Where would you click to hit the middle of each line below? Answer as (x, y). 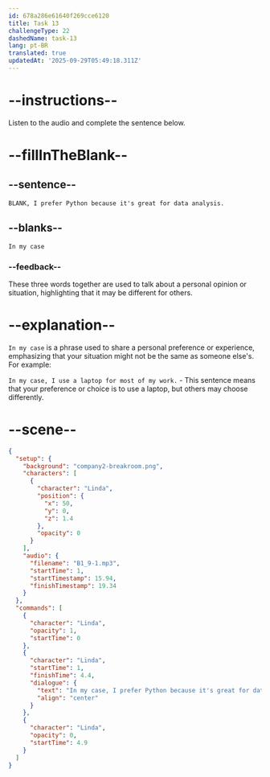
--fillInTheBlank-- (68, 155)
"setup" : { (34, 458)
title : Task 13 (34, 23)
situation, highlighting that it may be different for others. (100, 292)
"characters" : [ (50, 474)
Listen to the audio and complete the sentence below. (97, 122)
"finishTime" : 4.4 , (62, 676)
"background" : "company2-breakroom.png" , (93, 466)
